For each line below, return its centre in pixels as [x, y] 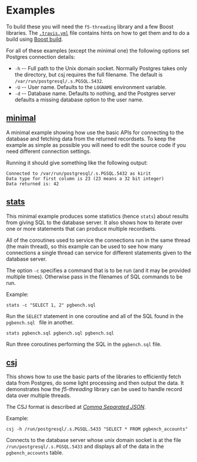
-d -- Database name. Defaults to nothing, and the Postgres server [95, 93]
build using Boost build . [35, 39]
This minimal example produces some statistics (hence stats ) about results [98, 216]
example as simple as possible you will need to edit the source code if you [96, 145]
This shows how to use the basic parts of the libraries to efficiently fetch [94, 377]
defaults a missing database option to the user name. [79, 99]
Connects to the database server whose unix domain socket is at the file [94, 440]
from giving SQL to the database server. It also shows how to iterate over [94, 222]
